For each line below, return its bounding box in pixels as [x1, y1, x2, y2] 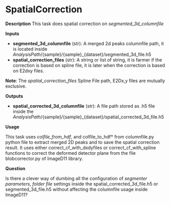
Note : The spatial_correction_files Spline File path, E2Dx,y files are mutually [5, 77, 165, 84]
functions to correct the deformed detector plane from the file [5, 150, 136, 156]
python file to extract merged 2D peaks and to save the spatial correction [5, 139, 160, 145]
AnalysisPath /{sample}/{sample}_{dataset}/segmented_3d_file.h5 [12, 51, 152, 57]
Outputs [5, 93, 24, 99]
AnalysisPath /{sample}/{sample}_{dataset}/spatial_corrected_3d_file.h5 [12, 114, 164, 120]
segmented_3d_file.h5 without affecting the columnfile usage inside [5, 186, 148, 192]
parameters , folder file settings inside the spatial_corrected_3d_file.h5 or [5, 180, 158, 187]
